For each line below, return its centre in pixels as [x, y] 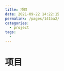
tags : [10, 32]
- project [19, 28]
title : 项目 [16, 9]
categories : [17, 23]
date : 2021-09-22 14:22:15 [32, 14]
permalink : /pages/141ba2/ [32, 18]
